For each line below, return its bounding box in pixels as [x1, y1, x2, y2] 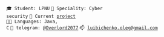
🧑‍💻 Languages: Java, [6, 18, 59, 24]
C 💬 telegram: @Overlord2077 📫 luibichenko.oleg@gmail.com [6, 25, 159, 31]
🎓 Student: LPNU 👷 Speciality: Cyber [6, 5, 103, 11]
